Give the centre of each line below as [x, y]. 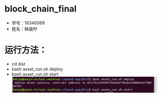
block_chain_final [41, 9]
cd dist [18, 64]
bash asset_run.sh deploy [37, 69]
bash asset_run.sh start [35, 74]
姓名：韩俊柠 [24, 29]
